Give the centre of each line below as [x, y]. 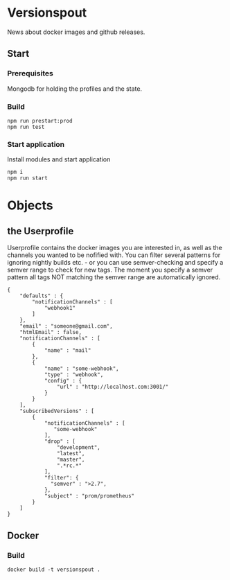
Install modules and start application [59, 159]
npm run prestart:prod [40, 121]
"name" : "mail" [68, 351]
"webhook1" [60, 308]
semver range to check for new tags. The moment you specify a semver [110, 270]
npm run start [28, 178]
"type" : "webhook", [74, 375]
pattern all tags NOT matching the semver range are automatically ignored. [114, 277]
